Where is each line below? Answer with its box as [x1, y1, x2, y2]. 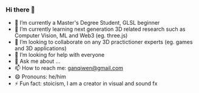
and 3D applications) [14, 45, 67, 52]
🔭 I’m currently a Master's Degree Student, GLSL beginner [14, 19, 160, 27]
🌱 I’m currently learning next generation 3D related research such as [14, 25, 186, 33]
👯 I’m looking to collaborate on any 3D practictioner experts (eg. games [14, 39, 193, 46]
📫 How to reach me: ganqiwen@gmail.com [14, 65, 124, 72]
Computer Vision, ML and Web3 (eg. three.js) [14, 32, 128, 39]
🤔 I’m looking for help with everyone [14, 51, 105, 59]
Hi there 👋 [5, 5, 36, 14]
